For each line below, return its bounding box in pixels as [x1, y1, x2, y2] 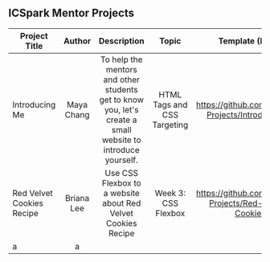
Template [218, 35, 256, 47]
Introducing [12, 99, 56, 110]
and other [103, 74, 141, 85]
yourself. [104, 154, 138, 166]
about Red [101, 197, 141, 208]
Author [63, 35, 91, 47]
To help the [100, 54, 143, 65]
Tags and [152, 99, 188, 110]
